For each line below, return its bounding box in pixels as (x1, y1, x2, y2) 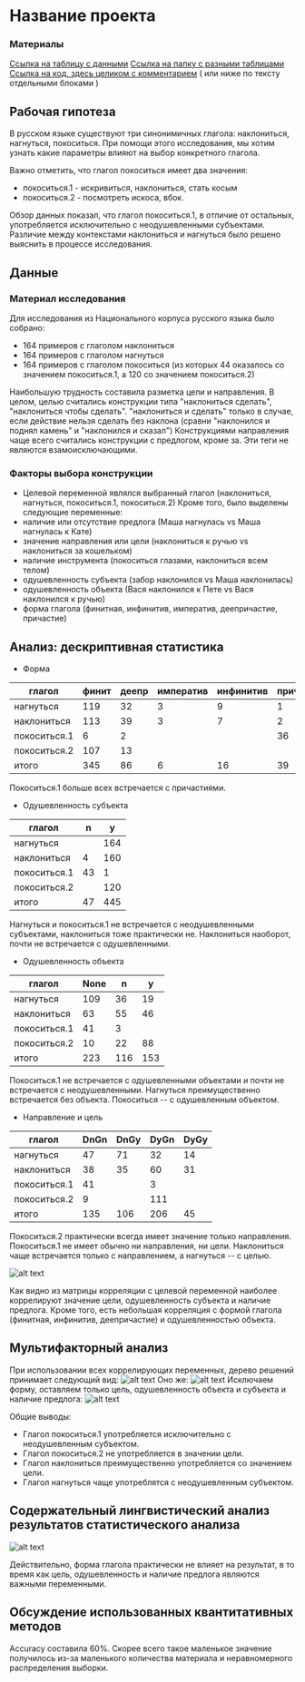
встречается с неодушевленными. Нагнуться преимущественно (9, 1085, 261, 1096)
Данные (9, 265, 59, 280)
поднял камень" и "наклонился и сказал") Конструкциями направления (9, 425, 289, 435)
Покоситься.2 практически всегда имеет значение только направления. (9, 1231, 292, 1242)
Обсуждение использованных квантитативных (9, 1605, 294, 1620)
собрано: (9, 322, 45, 333)
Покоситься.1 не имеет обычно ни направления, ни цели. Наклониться (9, 1240, 284, 1252)
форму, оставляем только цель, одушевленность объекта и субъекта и (9, 1384, 287, 1394)
